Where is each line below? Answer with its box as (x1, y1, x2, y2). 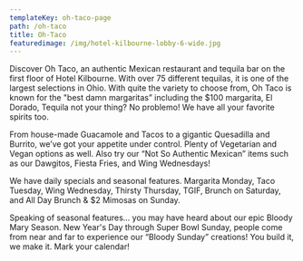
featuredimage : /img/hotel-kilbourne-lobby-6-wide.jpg (9, 38, 221, 48)
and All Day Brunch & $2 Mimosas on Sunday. (9, 195, 181, 206)
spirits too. (9, 111, 50, 122)
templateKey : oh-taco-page (9, 13, 112, 23)
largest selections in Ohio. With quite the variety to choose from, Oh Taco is (9, 82, 292, 93)
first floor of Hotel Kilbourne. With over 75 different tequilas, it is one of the (9, 73, 289, 84)
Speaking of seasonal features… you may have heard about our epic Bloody (9, 212, 293, 223)
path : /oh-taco (9, 22, 67, 31)
